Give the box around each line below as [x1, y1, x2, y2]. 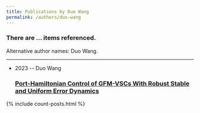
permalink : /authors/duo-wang [6, 14, 82, 20]
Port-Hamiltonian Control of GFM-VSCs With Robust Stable [14, 79, 190, 87]
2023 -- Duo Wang [14, 64, 61, 71]
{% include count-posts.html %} [6, 101, 85, 108]
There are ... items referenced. [6, 34, 96, 42]
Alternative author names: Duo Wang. [6, 47, 98, 54]
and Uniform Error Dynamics [14, 87, 99, 95]
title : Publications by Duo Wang [6, 8, 89, 15]
